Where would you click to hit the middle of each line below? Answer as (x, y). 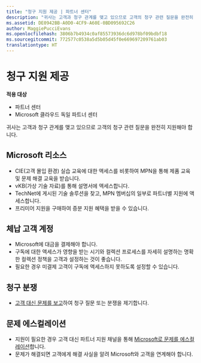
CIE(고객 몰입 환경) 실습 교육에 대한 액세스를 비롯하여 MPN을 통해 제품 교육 (103, 170)
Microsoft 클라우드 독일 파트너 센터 (56, 114)
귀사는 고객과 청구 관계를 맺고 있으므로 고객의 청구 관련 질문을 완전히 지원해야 (96, 127)
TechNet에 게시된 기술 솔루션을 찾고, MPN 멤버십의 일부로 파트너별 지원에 (101, 193)
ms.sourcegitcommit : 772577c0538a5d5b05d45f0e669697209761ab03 (87, 39)
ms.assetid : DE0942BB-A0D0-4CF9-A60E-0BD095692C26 (71, 23)
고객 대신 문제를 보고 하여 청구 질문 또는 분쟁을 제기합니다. (82, 303)
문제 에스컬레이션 (36, 324)
